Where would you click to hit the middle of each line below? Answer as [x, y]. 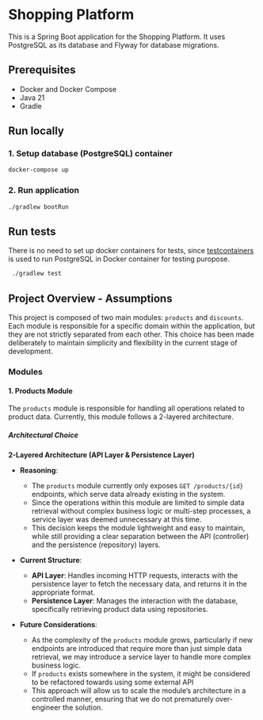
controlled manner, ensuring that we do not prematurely [122, 699]
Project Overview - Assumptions [90, 298]
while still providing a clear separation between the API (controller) [140, 537]
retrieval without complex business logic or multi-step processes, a [141, 511]
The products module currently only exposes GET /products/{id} [137, 486]
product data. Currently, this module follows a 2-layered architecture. [121, 417]
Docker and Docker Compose [68, 89]
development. [30, 351]
